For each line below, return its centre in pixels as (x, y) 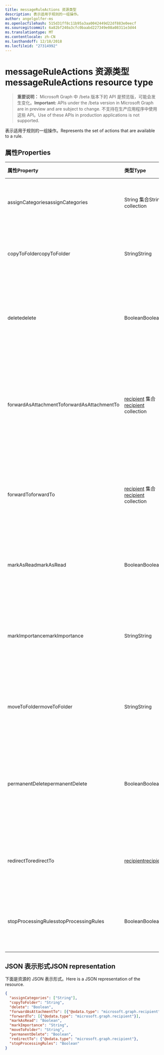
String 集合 (137, 200)
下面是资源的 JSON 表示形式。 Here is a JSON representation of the (73, 979)
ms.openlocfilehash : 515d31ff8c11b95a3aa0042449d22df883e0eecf (71, 23)
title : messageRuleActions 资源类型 (41, 10)
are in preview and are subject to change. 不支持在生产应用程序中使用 (87, 109)
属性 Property (23, 171)
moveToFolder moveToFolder (40, 707)
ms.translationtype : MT (29, 32)
